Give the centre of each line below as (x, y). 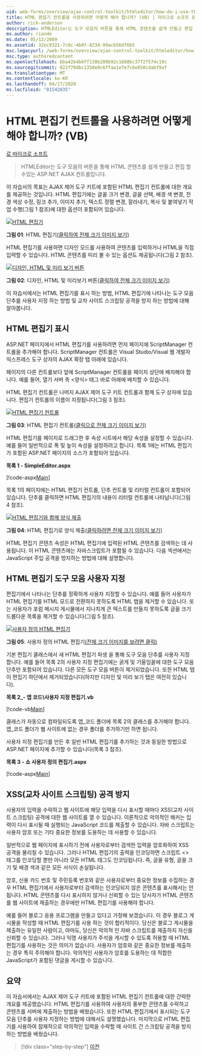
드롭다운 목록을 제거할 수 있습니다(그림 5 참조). (61, 617)
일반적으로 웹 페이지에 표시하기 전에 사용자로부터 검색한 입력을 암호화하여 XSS (98, 845)
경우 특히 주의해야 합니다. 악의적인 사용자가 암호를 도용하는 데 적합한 (92, 953)
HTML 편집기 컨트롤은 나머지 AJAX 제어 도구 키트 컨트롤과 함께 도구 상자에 (94, 392)
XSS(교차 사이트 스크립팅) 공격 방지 (68, 794)
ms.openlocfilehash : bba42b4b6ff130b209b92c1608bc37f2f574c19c (87, 62)
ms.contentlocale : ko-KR (37, 78)
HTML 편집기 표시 (38, 329)
